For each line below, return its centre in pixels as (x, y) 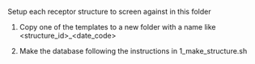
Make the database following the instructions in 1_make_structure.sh (133, 51)
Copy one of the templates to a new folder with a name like (117, 27)
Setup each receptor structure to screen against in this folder (109, 12)
